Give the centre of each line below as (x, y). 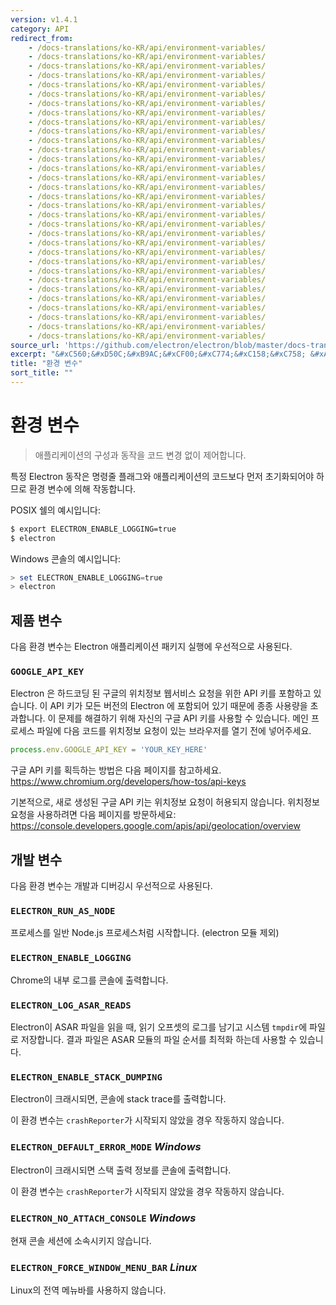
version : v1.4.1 (44, 19)
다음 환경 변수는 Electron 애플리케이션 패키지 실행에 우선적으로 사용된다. (151, 647)
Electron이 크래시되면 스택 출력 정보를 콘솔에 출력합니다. (121, 1170)
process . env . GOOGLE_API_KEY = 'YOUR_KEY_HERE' (109, 750)
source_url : (35, 345)
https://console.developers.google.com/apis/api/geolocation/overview (155, 826)
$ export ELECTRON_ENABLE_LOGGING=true (93, 529)
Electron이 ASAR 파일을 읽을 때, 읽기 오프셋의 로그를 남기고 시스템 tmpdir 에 (159, 1027)
